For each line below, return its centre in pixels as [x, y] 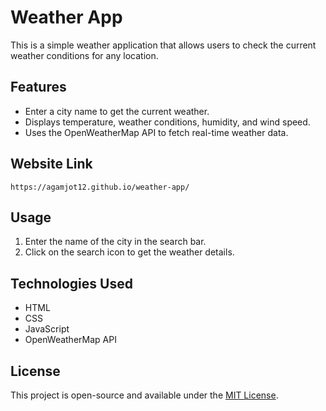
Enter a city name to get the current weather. [117, 111]
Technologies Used [71, 283]
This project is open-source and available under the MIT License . [144, 395]
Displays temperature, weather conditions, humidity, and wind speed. [167, 122]
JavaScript [47, 329]
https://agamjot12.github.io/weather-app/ [100, 187]
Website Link [51, 164]
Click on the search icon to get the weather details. [129, 252]
